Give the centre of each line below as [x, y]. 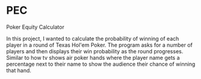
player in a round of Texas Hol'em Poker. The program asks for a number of [100, 45]
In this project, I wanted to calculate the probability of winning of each [93, 38]
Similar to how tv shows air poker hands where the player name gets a [93, 57]
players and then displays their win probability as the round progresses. [95, 51]
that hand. [19, 70]
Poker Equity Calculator [35, 27]
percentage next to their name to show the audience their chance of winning [101, 64]
